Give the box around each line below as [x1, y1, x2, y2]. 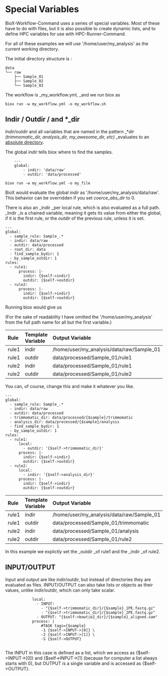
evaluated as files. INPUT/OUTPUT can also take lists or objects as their [5, 582, 153, 588]
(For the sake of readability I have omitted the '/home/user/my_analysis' [5, 314, 152, 320]
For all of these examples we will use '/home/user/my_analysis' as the [5, 40, 148, 46]
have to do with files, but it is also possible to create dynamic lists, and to [5, 25, 156, 31]
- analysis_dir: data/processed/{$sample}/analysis [9, 419, 120, 424]
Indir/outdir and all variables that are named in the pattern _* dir [5, 128, 134, 134]
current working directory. [5, 46, 59, 52]
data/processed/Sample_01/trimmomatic [52, 519, 149, 526]
